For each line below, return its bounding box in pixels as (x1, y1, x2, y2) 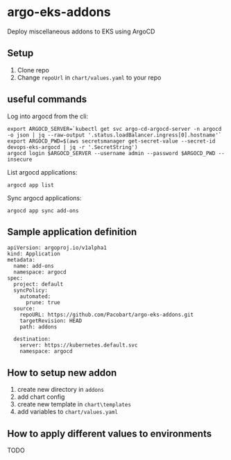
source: (13, 306, 36, 312)
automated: (19, 293, 51, 300)
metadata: (7, 257, 36, 264)
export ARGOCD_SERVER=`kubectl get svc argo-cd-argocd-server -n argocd (7, 125, 222, 132)
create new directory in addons (17, 386, 104, 394)
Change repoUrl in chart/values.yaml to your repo (17, 73, 162, 81)
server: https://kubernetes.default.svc (19, 342, 138, 349)
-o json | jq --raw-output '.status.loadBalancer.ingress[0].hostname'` (7, 132, 222, 138)
